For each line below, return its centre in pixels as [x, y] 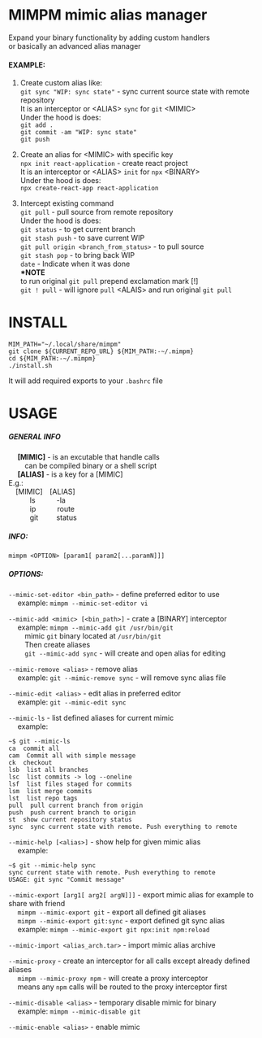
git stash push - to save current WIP [82, 238]
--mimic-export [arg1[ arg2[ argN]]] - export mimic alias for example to [131, 895]
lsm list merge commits [50, 792]
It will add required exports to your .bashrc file [86, 381]
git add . [37, 125]
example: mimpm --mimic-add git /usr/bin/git [96, 627]
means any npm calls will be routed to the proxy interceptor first [122, 987]
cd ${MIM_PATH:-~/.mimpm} [52, 359]
